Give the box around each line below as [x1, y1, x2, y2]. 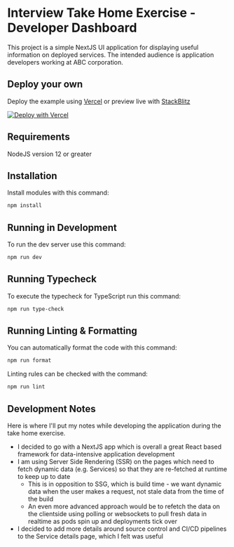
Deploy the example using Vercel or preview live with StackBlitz [7, 97, 191, 105]
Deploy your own [7, 79, 83, 91]
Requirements [7, 131, 70, 143]
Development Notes [7, 402, 96, 415]
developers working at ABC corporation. [7, 58, 124, 66]
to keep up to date [17, 473, 71, 480]
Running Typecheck [7, 273, 97, 285]
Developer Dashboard [7, 20, 137, 36]
